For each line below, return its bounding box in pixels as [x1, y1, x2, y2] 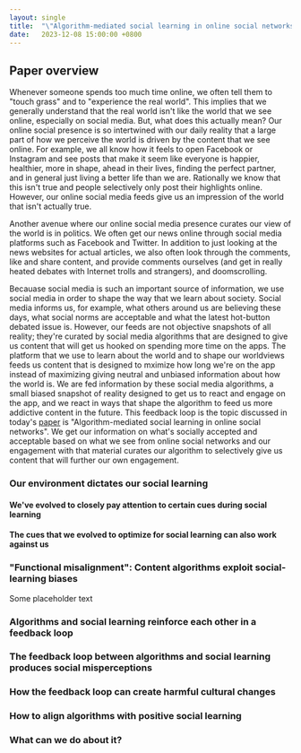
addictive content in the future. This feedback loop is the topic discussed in [9, 407, 288, 418]
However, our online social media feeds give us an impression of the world [9, 192, 285, 203]
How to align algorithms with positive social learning [9, 710, 242, 723]
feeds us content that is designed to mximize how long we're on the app [9, 359, 276, 370]
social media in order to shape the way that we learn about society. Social [9, 293, 282, 304]
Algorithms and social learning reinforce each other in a [9, 615, 257, 627]
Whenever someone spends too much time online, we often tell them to [9, 87, 273, 98]
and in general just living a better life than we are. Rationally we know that [9, 172, 281, 184]
